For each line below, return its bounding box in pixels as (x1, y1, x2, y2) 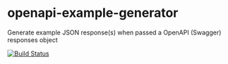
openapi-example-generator (7, 5, 179, 21)
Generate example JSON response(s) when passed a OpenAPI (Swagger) (7, 28, 222, 37)
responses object (7, 35, 58, 44)
